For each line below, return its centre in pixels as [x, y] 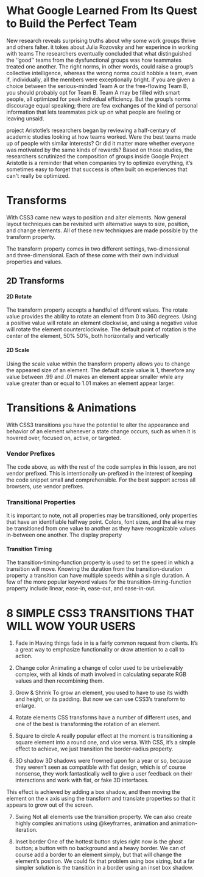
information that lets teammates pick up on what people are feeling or [94, 112]
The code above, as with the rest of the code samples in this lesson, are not [101, 467]
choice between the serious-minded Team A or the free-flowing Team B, [97, 86]
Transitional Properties [41, 502]
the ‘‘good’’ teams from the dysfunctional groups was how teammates [94, 60]
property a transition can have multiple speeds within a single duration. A [98, 576]
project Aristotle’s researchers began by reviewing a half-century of [91, 130]
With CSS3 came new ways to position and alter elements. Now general [97, 217]
